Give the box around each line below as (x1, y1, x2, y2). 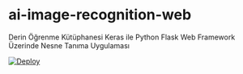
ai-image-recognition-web (8, 6, 192, 24)
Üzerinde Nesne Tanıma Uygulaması (8, 40, 130, 50)
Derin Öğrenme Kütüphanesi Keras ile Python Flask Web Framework (8, 32, 236, 42)
